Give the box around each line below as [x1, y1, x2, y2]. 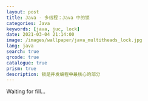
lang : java [6, 43, 34, 49]
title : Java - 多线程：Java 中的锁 [6, 15, 90, 21]
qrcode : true [6, 54, 39, 60]
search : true [6, 49, 39, 55]
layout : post [6, 9, 39, 15]
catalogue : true [6, 60, 47, 66]
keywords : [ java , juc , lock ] [6, 26, 80, 32]
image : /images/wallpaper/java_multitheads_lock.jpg [6, 37, 143, 43]
